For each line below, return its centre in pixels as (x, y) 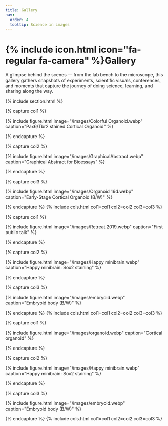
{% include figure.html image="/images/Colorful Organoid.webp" (74, 121)
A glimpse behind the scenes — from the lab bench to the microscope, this (84, 75)
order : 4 (19, 20)
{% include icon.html (51, 50)
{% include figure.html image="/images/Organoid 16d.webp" (69, 192)
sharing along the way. (29, 91)
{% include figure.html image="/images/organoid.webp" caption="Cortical (84, 333)
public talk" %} (21, 233)
